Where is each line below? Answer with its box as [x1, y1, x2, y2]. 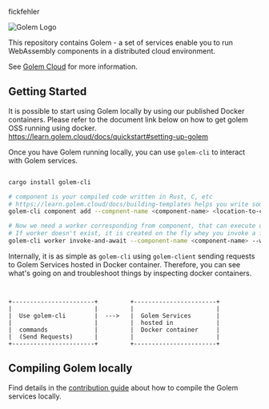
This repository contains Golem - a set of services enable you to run [8, 38, 234, 47]
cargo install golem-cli [8, 178, 91, 186]
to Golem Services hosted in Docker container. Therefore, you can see [8, 259, 241, 269]
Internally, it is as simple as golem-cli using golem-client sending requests [8, 251, 255, 261]
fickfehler [8, 7, 40, 16]
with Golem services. [8, 155, 78, 165]
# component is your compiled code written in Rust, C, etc [8, 192, 214, 201]
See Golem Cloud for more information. [8, 62, 138, 71]
